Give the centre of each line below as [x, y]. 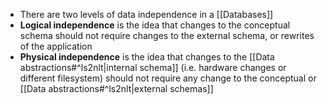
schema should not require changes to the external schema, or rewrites [167, 35]
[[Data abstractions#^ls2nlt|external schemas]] [116, 88]
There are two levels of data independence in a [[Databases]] [146, 14]
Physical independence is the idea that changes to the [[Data [147, 57]
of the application [56, 46]
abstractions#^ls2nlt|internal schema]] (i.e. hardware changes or [153, 67]
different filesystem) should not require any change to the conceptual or [168, 78]
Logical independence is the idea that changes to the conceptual [155, 25]
